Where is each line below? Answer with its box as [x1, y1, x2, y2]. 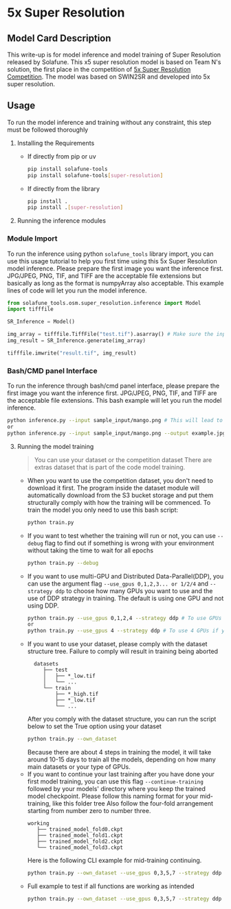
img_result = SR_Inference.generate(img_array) [7, 337, 146, 344]
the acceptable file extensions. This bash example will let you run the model [7, 397, 222, 405]
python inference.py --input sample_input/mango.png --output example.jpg [7, 430, 226, 437]
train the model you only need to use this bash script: [27, 506, 179, 514]
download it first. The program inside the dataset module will [27, 483, 200, 492]
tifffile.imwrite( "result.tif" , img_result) [7, 350, 137, 357]
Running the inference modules [16, 217, 107, 225]
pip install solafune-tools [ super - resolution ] [27, 172, 164, 179]
